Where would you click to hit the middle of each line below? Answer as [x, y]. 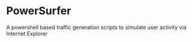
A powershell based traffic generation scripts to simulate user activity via [97, 27]
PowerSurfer [39, 11]
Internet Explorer [27, 33]
